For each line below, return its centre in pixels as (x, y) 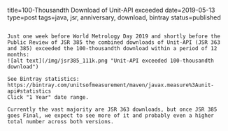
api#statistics (29, 91)
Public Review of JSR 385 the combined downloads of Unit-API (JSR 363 (114, 43)
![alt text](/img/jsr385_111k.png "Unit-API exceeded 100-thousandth (111, 61)
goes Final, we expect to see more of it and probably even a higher (111, 116)
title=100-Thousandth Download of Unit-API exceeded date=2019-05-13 (111, 10)
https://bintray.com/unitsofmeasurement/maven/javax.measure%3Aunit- (111, 85)
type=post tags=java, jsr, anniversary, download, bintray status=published (114, 17)
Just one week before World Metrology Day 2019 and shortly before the (114, 36)
